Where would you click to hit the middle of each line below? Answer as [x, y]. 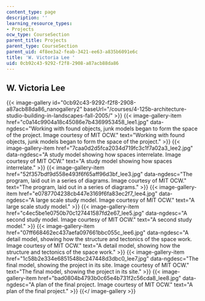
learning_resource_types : [39, 23]
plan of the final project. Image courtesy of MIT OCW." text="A [114, 284]
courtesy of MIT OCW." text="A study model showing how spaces [89, 161]
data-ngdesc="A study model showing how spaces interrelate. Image [94, 155]
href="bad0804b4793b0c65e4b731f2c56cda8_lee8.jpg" [110, 278]
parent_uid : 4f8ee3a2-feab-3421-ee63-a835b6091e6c [72, 52]
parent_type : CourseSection [42, 46]
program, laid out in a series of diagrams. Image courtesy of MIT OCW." [96, 180]
